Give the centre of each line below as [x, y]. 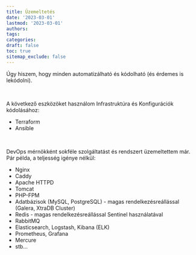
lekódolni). [19, 80]
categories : [21, 40]
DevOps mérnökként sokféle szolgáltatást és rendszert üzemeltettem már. [98, 151]
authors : [17, 29]
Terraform [27, 122]
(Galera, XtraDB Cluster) [45, 208]
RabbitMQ [27, 221]
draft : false [23, 46]
